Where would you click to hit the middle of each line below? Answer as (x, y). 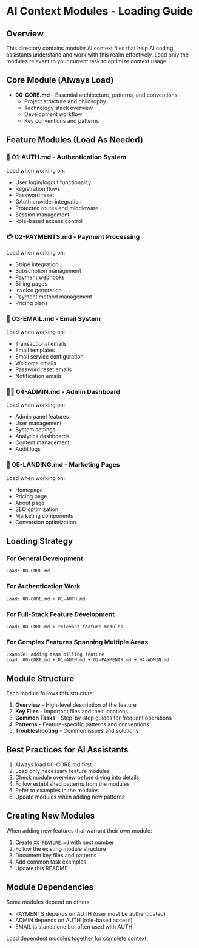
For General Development (45, 558)
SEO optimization (37, 509)
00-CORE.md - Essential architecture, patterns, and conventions (96, 95)
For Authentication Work (43, 586)
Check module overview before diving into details (77, 777)
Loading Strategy (40, 541)
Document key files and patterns (56, 855)
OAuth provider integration (48, 201)
